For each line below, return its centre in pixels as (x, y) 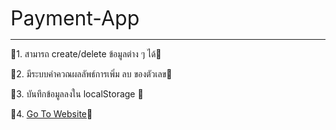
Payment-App (75, 18)
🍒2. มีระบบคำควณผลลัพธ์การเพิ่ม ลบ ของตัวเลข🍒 (91, 74)
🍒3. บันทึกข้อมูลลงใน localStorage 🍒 (77, 94)
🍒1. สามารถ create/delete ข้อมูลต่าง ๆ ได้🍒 (86, 54)
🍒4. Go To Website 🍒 (51, 114)
